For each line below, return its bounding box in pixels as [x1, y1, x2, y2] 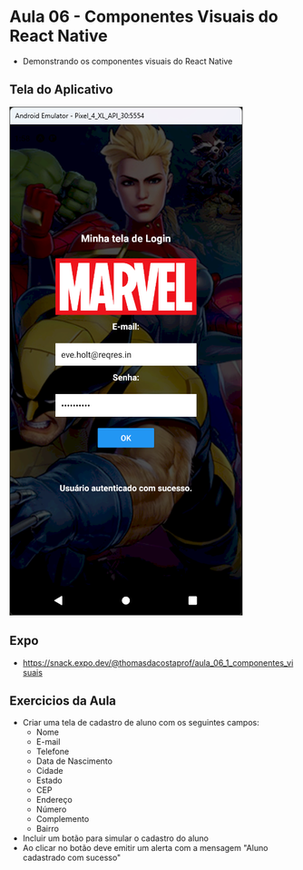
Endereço [35, 795, 73, 806]
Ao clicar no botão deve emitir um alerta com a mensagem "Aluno [22, 843, 269, 854]
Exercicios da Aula [9, 693, 116, 708]
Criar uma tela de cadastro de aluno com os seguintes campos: [22, 717, 260, 728]
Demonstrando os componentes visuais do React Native [22, 55, 233, 66]
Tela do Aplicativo [9, 82, 113, 97]
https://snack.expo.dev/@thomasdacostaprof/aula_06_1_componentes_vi [22, 657, 294, 668]
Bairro [35, 824, 59, 835]
